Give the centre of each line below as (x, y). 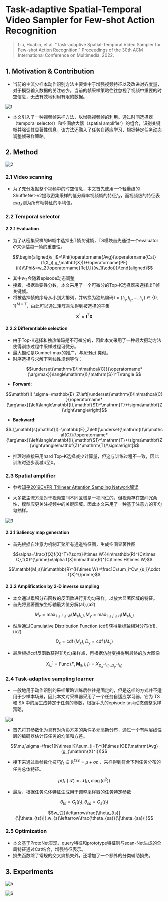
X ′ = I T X (84, 316)
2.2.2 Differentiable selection (36, 328)
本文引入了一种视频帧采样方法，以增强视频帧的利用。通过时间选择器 (83, 117)
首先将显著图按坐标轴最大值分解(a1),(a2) (54, 604)
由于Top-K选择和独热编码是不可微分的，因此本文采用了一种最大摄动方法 (87, 340)
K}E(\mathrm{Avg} (139, 746)
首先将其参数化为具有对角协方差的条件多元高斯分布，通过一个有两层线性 (87, 730)
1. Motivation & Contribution (50, 71)
